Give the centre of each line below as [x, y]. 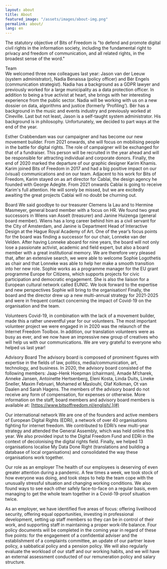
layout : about [20, 10]
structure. [15, 562]
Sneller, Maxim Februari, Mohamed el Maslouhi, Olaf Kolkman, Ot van [76, 384]
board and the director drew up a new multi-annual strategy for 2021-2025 [82, 296]
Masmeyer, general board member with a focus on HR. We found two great [82, 210]
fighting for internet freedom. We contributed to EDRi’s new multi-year [77, 426]
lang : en [14, 29]
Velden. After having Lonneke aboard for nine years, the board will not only [82, 242]
